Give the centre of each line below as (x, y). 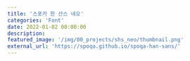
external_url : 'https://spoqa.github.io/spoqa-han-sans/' (94, 46)
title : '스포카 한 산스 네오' (46, 14)
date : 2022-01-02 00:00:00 (47, 27)
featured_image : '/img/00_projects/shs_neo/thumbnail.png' (96, 40)
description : (26, 33)
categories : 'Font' (36, 20)
